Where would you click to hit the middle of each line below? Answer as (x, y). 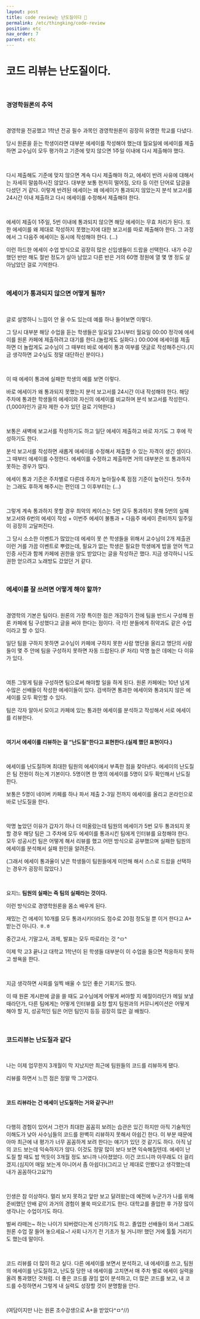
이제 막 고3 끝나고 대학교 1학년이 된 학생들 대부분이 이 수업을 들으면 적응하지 (95, 951)
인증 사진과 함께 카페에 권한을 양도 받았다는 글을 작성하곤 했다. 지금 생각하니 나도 (100, 553)
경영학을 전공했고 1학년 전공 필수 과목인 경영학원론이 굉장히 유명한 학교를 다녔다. (99, 131)
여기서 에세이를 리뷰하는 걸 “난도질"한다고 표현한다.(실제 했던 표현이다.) (89, 742)
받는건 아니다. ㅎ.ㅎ (28, 926)
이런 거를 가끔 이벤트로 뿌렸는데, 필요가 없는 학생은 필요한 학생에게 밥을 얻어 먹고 (100, 546)
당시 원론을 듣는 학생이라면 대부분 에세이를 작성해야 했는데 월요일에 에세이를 (95, 143)
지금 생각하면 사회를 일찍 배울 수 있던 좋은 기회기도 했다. (71, 983)
